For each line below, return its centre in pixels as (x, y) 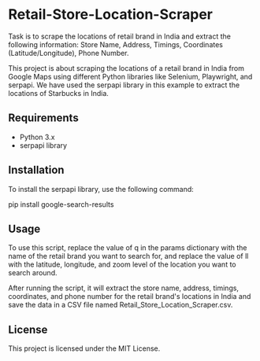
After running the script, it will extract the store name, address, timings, (123, 288)
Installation (36, 170)
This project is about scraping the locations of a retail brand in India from (126, 68)
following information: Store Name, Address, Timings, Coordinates (115, 44)
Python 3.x (37, 137)
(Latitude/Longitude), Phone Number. (69, 53)
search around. (33, 273)
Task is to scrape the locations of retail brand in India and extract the (119, 36)
